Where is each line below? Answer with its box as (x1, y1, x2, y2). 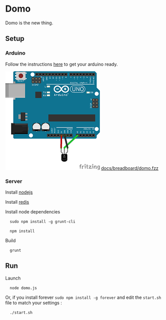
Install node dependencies (5, 208, 61, 215)
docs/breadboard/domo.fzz (100, 165, 159, 171)
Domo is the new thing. (5, 20, 53, 26)
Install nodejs (5, 189, 33, 195)
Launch (5, 275, 21, 281)
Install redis (5, 199, 29, 205)
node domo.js (10, 285, 37, 291)
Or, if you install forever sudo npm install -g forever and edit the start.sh (5, 294, 161, 300)
